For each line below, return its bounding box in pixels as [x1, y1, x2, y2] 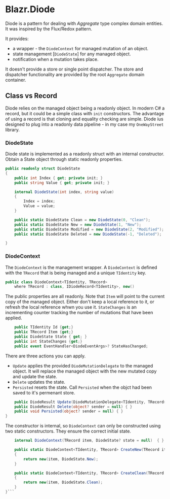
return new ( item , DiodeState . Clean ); [23, 480, 103, 485]
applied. [5, 315, 22, 321]
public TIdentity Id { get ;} [14, 325, 73, 330]
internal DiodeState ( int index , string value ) [14, 189, 114, 194]
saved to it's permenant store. [12, 389, 75, 395]
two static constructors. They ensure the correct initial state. [5, 428, 132, 435]
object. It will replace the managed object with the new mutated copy [12, 368, 157, 374]
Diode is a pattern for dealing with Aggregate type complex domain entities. [5, 20, 163, 26]
